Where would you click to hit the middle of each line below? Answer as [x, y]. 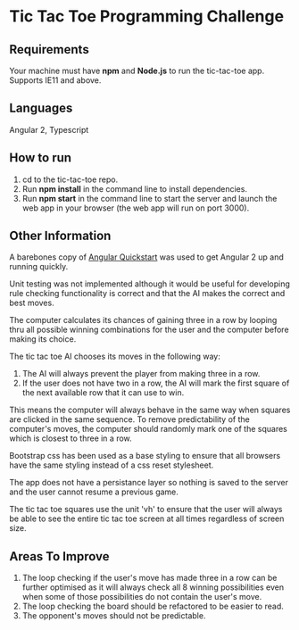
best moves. [32, 303]
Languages [41, 108]
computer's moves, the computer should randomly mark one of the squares [148, 429]
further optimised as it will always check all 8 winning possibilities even [153, 587]
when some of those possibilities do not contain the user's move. [142, 597]
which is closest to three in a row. [71, 438]
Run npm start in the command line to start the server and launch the [149, 198]
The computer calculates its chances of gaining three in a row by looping [143, 320]
